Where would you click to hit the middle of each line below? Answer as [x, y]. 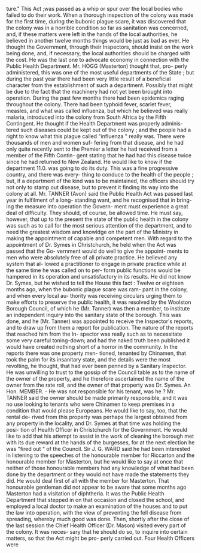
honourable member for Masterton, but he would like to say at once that [95, 461]
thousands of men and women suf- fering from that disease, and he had [95, 143]
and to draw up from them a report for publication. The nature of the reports [100, 328]
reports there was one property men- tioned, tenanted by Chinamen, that [96, 353]
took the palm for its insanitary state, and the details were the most [89, 359]
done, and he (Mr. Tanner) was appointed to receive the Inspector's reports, [100, 321]
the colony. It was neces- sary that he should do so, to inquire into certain [97, 532]
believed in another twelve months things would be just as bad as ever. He [98, 41]
